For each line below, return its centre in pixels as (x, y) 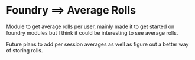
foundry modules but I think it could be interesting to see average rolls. (92, 32)
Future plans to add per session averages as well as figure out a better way (97, 44)
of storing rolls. (25, 50)
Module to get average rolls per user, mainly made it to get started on (90, 26)
